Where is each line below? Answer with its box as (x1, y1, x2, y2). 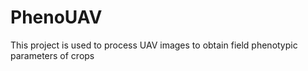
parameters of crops (10, 49, 95, 61)
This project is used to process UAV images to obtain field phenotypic (10, 39, 298, 51)
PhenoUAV (10, 6, 103, 29)
